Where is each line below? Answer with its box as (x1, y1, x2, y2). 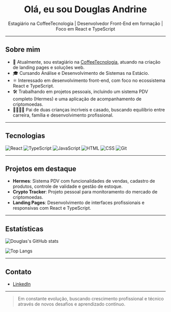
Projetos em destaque (5, 164, 76, 173)
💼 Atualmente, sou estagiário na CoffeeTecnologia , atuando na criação (12, 59, 161, 65)
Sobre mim (5, 45, 41, 54)
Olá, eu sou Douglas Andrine (23, 4, 148, 15)
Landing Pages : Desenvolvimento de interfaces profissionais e (12, 200, 145, 206)
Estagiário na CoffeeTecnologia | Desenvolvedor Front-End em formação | (8, 20, 163, 26)
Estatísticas (5, 224, 44, 233)
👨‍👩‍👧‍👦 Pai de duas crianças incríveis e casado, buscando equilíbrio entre (12, 106, 165, 112)
